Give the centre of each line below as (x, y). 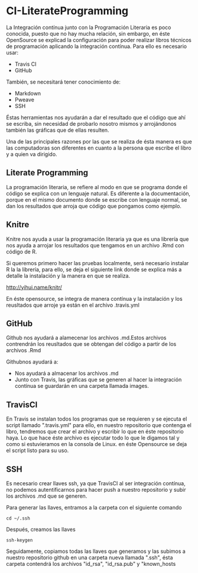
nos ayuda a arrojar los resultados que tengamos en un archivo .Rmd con (95, 245)
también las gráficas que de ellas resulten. (58, 130)
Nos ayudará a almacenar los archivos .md (66, 373)
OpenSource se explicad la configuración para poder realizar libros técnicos (99, 40)
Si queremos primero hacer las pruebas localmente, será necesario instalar (98, 263)
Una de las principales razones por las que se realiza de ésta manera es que (99, 141)
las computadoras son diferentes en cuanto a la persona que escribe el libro (99, 148)
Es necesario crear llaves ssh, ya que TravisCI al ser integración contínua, (96, 483)
